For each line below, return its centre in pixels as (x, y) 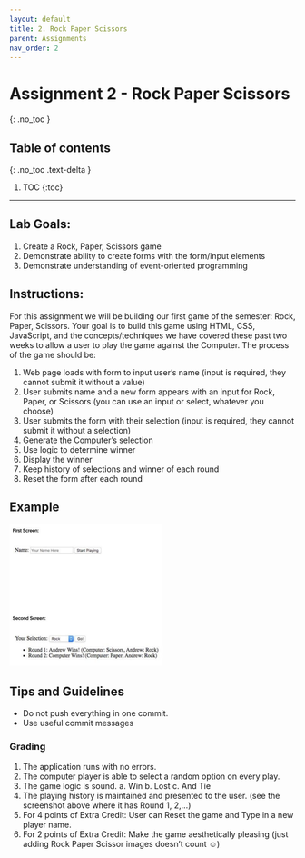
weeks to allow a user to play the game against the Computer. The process (149, 344)
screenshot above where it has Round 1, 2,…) (107, 805)
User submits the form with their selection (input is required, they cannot (158, 420)
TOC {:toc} (43, 187)
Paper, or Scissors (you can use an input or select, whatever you (143, 401)
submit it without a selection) (77, 430)
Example (34, 508)
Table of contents (60, 148)
